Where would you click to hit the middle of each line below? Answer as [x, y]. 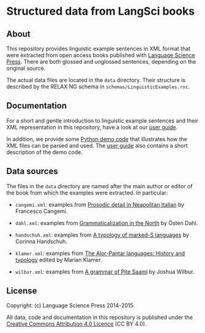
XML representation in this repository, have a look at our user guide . [92, 127]
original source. [26, 68]
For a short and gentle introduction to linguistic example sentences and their [102, 120]
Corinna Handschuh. [41, 241]
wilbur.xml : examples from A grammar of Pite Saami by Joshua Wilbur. [105, 272]
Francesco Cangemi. [41, 211]
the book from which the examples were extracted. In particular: [87, 193]
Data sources [32, 171]
